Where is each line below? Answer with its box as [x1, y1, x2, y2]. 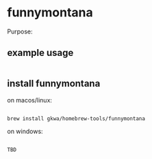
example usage [7, 47, 74, 59]
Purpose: [7, 27, 33, 35]
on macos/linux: [7, 96, 53, 104]
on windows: [7, 128, 43, 136]
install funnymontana [7, 78, 101, 89]
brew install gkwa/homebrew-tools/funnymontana [7, 115, 146, 122]
